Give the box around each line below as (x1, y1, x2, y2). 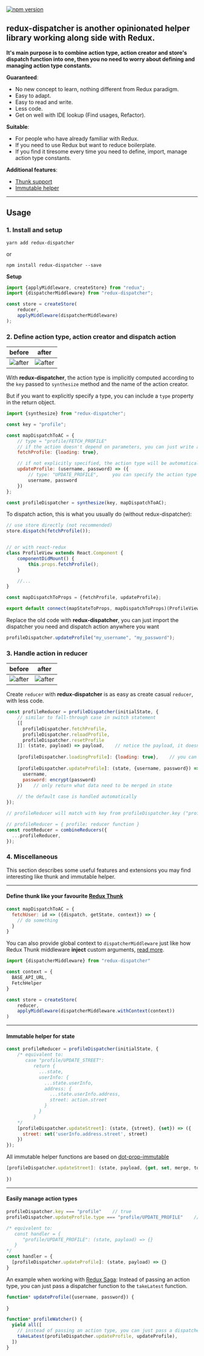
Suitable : (6, 123, 30, 130)
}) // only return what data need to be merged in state (17, 782, 172, 789)
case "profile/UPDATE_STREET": (25, 1057, 104, 1064)
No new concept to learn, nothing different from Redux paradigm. (15, 85, 179, 92)
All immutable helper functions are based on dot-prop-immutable (6, 1153, 169, 1161)
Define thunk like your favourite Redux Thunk (6, 893, 123, 900)
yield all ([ (12, 1322, 42, 1328)
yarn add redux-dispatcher (6, 240, 75, 246)
